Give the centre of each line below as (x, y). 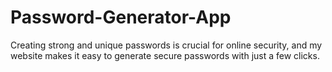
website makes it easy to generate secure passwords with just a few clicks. (165, 55)
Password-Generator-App (121, 17)
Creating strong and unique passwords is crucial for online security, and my (166, 45)
